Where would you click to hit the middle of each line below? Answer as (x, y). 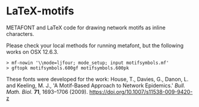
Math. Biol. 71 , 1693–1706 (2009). (47, 91)
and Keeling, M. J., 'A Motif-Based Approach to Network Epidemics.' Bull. (96, 85)
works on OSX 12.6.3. (32, 51)
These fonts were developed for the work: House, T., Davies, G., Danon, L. (97, 79)
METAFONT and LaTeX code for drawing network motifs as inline (86, 27)
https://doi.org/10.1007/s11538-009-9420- (141, 91)
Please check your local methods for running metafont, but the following (95, 45)
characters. (20, 33)
